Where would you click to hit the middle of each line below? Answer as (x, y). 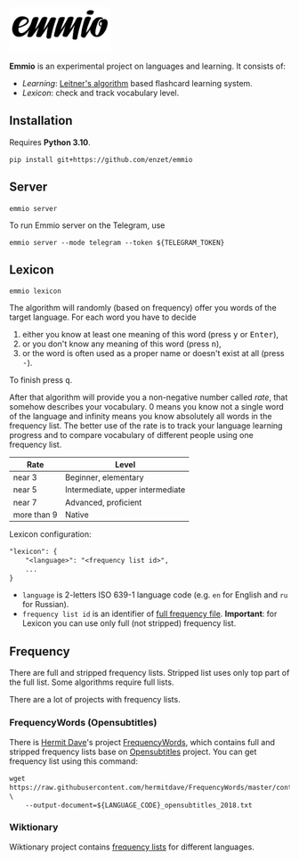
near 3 (25, 477)
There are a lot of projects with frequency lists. (95, 700)
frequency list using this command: (73, 761)
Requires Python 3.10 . (50, 142)
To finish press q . (41, 380)
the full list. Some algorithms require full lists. (92, 682)
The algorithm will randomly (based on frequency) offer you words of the (143, 308)
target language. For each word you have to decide (103, 317)
